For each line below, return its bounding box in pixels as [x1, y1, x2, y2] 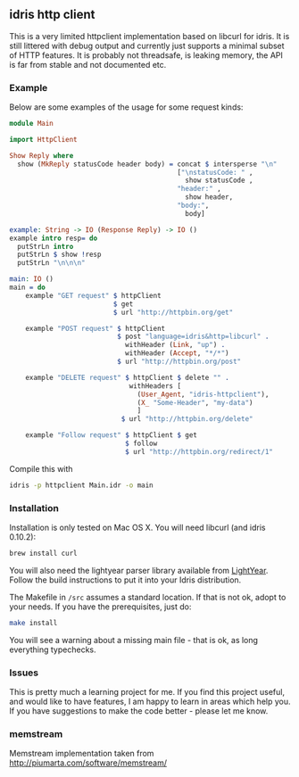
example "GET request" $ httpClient [25, 291, 162, 300]
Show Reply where [9, 151, 74, 160]
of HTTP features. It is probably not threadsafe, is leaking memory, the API [9, 49, 284, 61]
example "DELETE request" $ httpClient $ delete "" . [25, 373, 229, 382]
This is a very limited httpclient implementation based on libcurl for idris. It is [9, 30, 290, 41]
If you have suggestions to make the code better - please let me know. [9, 706, 269, 716]
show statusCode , [184, 176, 253, 186]
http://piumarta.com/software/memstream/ [9, 757, 168, 768]
